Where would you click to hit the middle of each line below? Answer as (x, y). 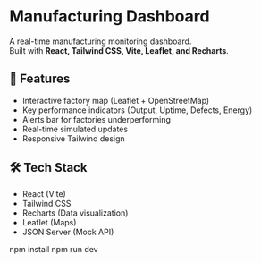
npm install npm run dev (54, 249)
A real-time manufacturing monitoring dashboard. (101, 41)
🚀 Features (40, 79)
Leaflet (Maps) (49, 222)
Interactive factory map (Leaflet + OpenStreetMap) (116, 100)
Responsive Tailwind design (73, 138)
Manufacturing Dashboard (109, 17)
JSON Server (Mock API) (68, 232)
